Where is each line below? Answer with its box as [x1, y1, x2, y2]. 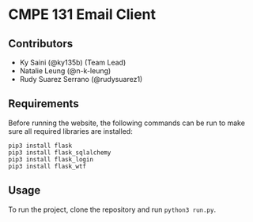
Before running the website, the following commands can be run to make [8, 118, 245, 128]
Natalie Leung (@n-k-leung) [19, 66, 111, 76]
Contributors [8, 37, 74, 50]
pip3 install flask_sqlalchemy [8, 148, 111, 157]
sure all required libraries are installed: [8, 126, 133, 135]
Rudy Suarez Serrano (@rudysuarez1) [19, 75, 143, 83]
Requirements [8, 97, 79, 111]
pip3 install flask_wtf [8, 162, 87, 170]
